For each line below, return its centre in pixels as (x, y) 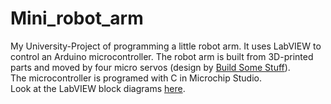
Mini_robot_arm (77, 18)
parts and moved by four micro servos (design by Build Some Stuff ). (150, 67)
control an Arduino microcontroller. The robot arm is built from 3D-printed (162, 56)
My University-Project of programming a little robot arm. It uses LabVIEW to (166, 46)
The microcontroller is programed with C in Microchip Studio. (136, 78)
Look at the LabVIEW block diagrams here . (98, 88)
